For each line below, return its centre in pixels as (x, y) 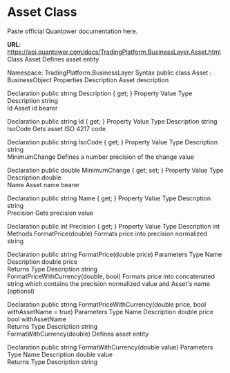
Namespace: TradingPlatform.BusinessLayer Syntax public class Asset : (109, 73)
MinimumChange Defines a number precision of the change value (101, 157)
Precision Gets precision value (50, 213)
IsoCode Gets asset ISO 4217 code (57, 128)
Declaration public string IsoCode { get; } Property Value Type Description (113, 142)
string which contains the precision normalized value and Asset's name (109, 283)
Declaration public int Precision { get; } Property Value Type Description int (114, 226)
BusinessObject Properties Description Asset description (88, 79)
